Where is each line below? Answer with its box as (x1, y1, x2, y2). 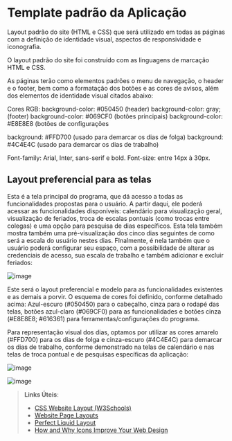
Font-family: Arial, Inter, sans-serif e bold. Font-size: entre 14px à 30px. (7, 154, 211, 162)
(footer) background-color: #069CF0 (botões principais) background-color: (7, 112, 223, 120)
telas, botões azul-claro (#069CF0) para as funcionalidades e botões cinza (7, 307, 222, 316)
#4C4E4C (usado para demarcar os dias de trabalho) (7, 140, 159, 148)
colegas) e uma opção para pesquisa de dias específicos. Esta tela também (7, 222, 223, 230)
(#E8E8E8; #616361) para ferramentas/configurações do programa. (7, 314, 200, 323)
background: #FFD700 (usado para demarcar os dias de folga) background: (7, 133, 224, 141)
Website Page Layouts (34, 411, 98, 420)
